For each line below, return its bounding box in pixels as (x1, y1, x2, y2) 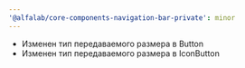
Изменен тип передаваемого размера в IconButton (21, 47, 221, 59)
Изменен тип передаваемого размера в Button (21, 38, 204, 49)
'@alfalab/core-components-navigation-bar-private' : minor (8, 13, 236, 23)
